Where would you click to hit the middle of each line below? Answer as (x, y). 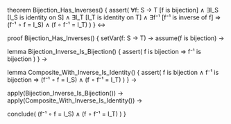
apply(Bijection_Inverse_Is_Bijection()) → (65, 93)
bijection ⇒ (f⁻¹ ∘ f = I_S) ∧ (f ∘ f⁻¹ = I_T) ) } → (72, 80)
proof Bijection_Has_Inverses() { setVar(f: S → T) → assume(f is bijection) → (116, 38)
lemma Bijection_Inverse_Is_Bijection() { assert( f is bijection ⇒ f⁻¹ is (104, 52)
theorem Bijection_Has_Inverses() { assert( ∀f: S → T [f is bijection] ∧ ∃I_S (113, 10)
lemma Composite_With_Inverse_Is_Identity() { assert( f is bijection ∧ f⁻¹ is (113, 72)
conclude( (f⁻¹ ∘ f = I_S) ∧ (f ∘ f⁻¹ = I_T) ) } (67, 114)
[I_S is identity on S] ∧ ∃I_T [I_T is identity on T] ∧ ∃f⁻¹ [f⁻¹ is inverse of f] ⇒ (114, 17)
